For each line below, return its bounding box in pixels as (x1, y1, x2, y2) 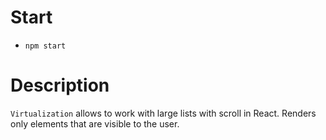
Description (10, 74, 110, 97)
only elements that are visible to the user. (10, 117, 180, 130)
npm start (24, 41, 67, 51)
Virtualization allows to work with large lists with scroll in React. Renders (10, 107, 317, 119)
